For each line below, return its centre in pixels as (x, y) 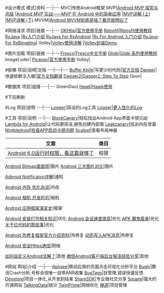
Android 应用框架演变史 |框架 (34, 208)
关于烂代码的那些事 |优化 (29, 225)
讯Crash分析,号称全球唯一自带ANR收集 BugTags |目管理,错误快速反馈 (74, 273)
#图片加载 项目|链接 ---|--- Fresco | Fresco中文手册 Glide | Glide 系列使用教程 (81, 53)
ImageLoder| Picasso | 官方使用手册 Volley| (48, 59)
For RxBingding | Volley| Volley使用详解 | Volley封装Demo (61, 43)
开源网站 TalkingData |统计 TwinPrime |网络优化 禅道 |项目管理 (66, 285)
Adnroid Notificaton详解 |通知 (34, 177)
